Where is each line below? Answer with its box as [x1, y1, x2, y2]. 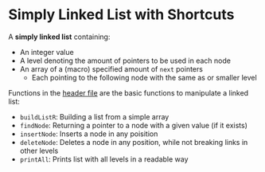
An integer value [19, 47, 74, 57]
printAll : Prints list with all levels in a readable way [19, 154, 189, 164]
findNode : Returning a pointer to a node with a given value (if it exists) [19, 120, 248, 130]
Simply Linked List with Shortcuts [8, 6, 235, 24]
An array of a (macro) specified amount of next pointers [19, 64, 203, 73]
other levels [19, 146, 59, 155]
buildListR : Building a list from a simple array [19, 111, 170, 121]
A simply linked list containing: [8, 32, 111, 41]
